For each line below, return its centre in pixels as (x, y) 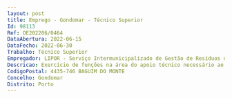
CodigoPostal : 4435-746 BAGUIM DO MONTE (66, 71)
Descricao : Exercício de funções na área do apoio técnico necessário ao (116, 65)
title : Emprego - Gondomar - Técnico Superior (75, 20)
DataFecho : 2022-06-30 (40, 46)
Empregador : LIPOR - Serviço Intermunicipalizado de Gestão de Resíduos (114, 59)
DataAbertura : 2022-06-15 (44, 39)
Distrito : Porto (30, 84)
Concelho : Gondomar (35, 78)
